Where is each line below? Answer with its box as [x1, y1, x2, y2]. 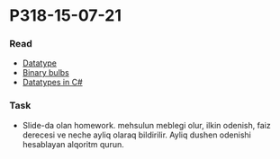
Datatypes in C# [22, 77, 83, 88]
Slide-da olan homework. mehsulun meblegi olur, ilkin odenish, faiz [22, 119, 272, 130]
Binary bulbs [22, 67, 69, 78]
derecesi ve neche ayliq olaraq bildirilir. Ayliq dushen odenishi [22, 129, 252, 140]
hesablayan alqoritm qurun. [22, 138, 124, 149]
